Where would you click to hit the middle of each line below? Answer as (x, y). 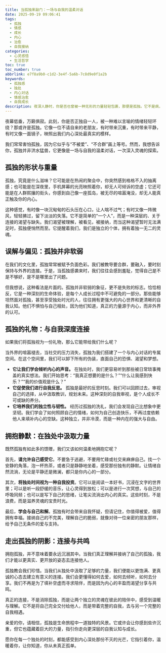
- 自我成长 (19, 102)
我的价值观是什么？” (45, 382)
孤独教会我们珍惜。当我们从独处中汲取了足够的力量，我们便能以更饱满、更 (81, 571)
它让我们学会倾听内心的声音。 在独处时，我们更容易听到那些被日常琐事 (84, 369)
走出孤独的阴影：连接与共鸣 (47, 541)
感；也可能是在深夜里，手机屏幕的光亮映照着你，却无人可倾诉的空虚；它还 (81, 186)
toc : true (15, 65)
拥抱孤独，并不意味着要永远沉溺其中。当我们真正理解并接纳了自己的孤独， (81, 554)
